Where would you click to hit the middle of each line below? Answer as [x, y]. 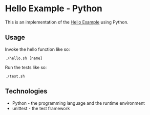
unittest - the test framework [41, 108]
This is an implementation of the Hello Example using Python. [67, 22]
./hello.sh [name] [24, 58]
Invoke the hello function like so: [38, 49]
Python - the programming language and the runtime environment [78, 103]
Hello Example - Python [54, 9]
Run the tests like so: [26, 67]
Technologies [26, 91]
